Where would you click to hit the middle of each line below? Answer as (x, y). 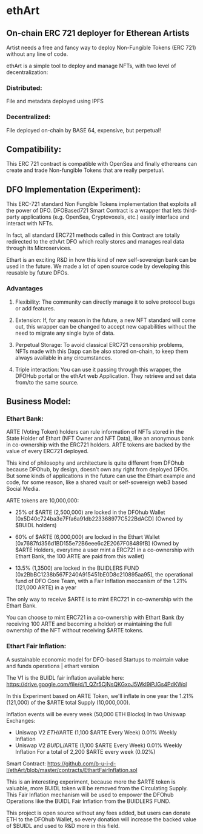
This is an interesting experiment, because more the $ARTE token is (91, 782)
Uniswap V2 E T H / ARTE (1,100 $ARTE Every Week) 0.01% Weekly (96, 732)
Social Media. (23, 489)
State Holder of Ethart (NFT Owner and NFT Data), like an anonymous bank (100, 439)
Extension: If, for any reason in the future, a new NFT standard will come (105, 320)
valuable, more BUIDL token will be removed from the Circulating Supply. (97, 788)
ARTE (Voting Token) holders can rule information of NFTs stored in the (95, 432)
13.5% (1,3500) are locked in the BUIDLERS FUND (77, 568)
